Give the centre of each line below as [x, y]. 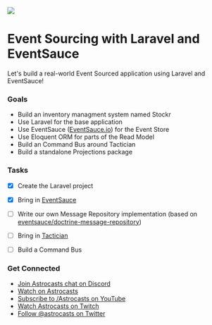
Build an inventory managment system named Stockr [94, 115]
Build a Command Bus [50, 250]
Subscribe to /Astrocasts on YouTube [71, 299]
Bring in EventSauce [47, 200]
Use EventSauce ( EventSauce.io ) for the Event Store [93, 130]
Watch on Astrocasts [48, 291]
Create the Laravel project [55, 185]
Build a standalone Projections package [75, 152]
